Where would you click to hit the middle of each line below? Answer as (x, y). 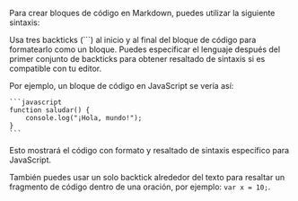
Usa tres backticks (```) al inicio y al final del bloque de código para (133, 40)
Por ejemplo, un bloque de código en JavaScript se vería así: (122, 86)
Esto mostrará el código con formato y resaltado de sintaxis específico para (149, 150)
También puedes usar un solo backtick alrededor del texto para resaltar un (147, 177)
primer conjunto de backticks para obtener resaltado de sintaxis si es (137, 59)
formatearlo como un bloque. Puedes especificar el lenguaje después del (145, 49)
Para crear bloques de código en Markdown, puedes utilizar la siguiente (142, 13)
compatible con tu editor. (56, 68)
